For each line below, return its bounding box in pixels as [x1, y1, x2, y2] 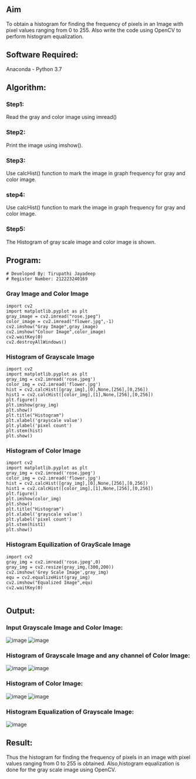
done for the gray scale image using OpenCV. [6, 766, 116, 773]
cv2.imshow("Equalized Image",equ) [6, 580, 93, 585]
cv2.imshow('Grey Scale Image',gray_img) [6, 569, 109, 575]
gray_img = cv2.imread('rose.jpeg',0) [6, 559, 101, 565]
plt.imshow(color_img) [6, 496, 62, 502]
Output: [6, 605, 35, 615]
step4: [6, 191, 25, 199]
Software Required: [6, 50, 79, 60]
